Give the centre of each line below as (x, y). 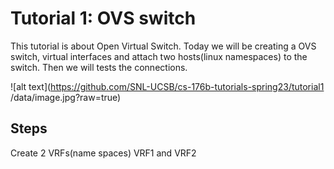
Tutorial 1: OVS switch (103, 18)
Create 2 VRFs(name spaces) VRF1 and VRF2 (103, 153)
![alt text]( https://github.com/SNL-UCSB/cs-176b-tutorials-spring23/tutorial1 (167, 86)
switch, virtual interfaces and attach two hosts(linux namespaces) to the (159, 56)
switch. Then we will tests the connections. (99, 67)
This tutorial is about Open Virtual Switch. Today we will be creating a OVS (163, 46)
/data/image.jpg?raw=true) (66, 97)
